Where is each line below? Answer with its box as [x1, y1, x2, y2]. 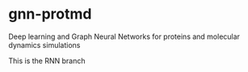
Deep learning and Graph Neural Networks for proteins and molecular [8, 32, 241, 41]
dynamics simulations [8, 40, 81, 49]
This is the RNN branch [8, 56, 86, 66]
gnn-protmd [8, 5, 92, 23]
